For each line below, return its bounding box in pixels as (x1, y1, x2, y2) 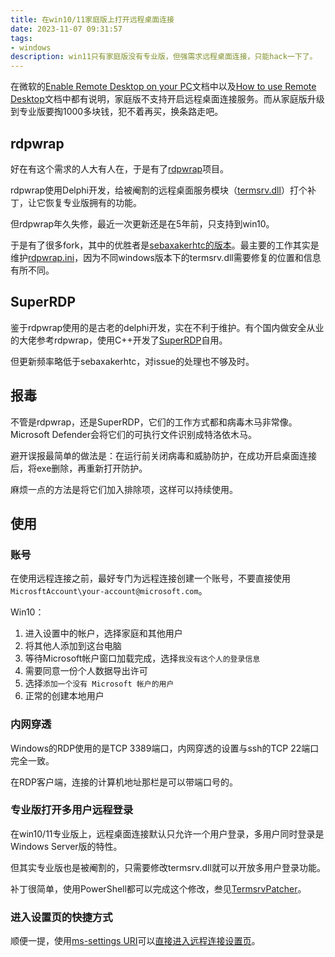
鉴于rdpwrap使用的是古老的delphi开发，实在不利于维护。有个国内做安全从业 (10, 321, 325, 333)
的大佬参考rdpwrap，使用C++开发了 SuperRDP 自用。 (10, 334, 228, 346)
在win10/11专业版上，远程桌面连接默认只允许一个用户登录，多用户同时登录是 (10, 827, 325, 840)
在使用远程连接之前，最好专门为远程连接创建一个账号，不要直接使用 (10, 572, 291, 585)
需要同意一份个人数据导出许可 (24, 665, 148, 677)
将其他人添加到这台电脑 (24, 640, 122, 652)
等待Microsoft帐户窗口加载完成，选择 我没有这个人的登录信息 (24, 652, 261, 665)
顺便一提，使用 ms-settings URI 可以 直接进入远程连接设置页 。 (10, 935, 261, 947)
